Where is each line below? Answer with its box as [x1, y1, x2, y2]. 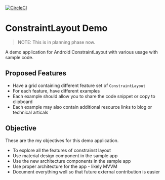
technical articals [12, 109, 49, 115]
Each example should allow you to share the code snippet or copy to [12, 93, 155, 99]
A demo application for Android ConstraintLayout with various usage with [5, 49, 158, 55]
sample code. [5, 54, 34, 60]
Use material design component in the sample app [12, 152, 118, 159]
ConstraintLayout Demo [5, 23, 108, 34]
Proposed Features [5, 69, 67, 78]
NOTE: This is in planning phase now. [17, 39, 96, 45]
